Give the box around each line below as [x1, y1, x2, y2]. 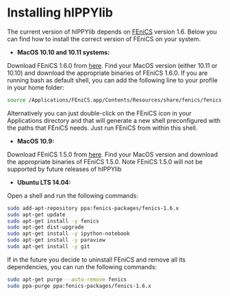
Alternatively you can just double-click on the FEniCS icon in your [7, 109, 192, 117]
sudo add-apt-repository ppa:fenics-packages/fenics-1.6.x [7, 205, 179, 212]
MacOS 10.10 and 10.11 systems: [16, 48, 110, 56]
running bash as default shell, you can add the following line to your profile [7, 76, 218, 84]
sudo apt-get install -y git [7, 243, 90, 250]
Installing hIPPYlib [7, 5, 114, 21]
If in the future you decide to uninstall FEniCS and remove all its [7, 255, 186, 264]
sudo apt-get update [7, 211, 66, 218]
